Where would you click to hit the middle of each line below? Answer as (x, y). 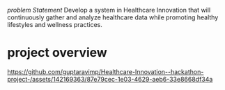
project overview (57, 53)
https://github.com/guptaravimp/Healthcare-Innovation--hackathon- (106, 71)
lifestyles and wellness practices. (55, 25)
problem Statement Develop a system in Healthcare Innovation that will (109, 10)
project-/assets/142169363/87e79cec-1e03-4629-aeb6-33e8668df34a (110, 79)
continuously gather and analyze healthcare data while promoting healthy (113, 17)
